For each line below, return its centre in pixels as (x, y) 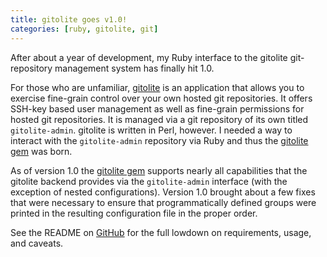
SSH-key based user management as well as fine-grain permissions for (157, 108)
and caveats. (37, 243)
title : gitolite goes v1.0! (69, 19)
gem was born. (41, 151)
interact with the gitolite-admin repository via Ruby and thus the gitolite (159, 140)
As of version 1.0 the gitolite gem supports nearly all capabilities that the (159, 170)
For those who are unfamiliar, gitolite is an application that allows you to (157, 87)
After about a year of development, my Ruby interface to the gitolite (149, 57)
